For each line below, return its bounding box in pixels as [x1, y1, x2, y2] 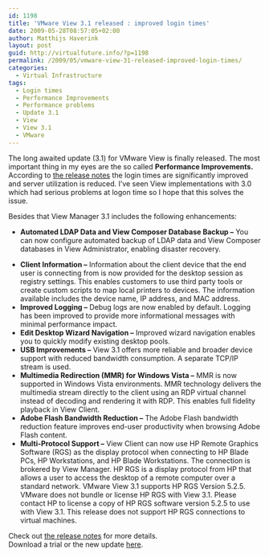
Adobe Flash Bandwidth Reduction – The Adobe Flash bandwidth [19, 413, 239, 422]
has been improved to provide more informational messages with [19, 311, 235, 320]
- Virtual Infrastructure [15, 71, 103, 79]
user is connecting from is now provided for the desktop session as [19, 268, 243, 278]
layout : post [8, 42, 52, 50]
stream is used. [19, 362, 71, 372]
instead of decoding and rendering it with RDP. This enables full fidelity [19, 396, 255, 405]
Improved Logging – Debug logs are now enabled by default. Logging [19, 302, 251, 311]
